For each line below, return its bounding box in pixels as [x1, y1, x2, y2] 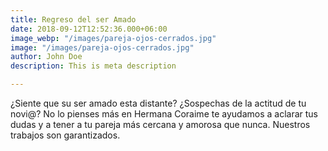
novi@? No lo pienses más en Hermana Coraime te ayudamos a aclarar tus [10, 108, 318, 120]
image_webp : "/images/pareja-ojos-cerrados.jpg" [10, 33, 217, 43]
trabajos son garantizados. [10, 129, 121, 141]
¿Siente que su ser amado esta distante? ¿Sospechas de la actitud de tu [10, 97, 307, 109]
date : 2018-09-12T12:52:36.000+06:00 [10, 24, 168, 34]
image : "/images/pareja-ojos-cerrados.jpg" [10, 42, 195, 53]
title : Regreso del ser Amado [10, 14, 137, 25]
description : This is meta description [10, 61, 177, 71]
